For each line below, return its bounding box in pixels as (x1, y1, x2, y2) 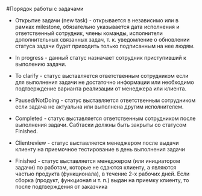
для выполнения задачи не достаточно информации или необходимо (14, 78, 194, 86)
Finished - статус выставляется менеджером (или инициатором (14, 157, 181, 165)
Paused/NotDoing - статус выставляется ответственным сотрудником (14, 96, 196, 104)
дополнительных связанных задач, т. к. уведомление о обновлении (14, 36, 190, 43)
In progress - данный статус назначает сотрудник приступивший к (14, 54, 187, 61)
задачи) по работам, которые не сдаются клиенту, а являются (14, 164, 177, 171)
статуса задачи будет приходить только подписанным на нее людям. (14, 42, 195, 49)
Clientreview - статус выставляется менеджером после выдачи (14, 139, 179, 147)
